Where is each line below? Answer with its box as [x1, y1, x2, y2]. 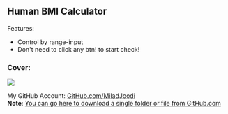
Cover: [7, 62, 31, 72]
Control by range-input [17, 38, 84, 46]
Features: [7, 24, 35, 32]
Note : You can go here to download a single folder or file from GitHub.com [7, 99, 222, 108]
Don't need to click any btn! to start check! [17, 45, 140, 53]
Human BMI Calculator [7, 6, 107, 17]
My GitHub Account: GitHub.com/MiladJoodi [7, 92, 136, 100]
